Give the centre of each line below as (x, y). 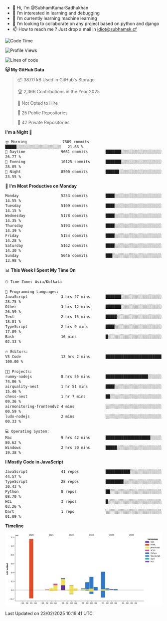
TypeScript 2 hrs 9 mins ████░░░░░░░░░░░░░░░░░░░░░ (83, 327)
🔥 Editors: (17, 352)
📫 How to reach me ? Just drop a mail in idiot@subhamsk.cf (75, 29)
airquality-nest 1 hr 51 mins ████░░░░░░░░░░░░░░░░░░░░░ (83, 387)
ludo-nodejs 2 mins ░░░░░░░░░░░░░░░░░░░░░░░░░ (83, 416)
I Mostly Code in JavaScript (34, 462)
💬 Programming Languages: (32, 292)
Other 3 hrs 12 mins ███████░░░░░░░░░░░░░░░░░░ (83, 307)
